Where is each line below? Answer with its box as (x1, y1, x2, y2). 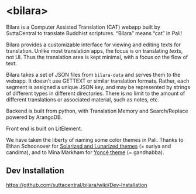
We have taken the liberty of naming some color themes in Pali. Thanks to (6, 136, 184, 143)
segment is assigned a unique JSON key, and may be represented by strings (6, 83, 191, 90)
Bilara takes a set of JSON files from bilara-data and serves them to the (6, 71, 181, 78)
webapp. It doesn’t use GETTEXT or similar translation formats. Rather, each (6, 77, 190, 84)
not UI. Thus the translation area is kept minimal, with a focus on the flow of (6, 53, 188, 60)
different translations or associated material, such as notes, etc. (6, 96, 160, 103)
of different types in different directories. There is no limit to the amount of (6, 90, 185, 97)
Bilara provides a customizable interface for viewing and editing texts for (6, 41, 181, 48)
